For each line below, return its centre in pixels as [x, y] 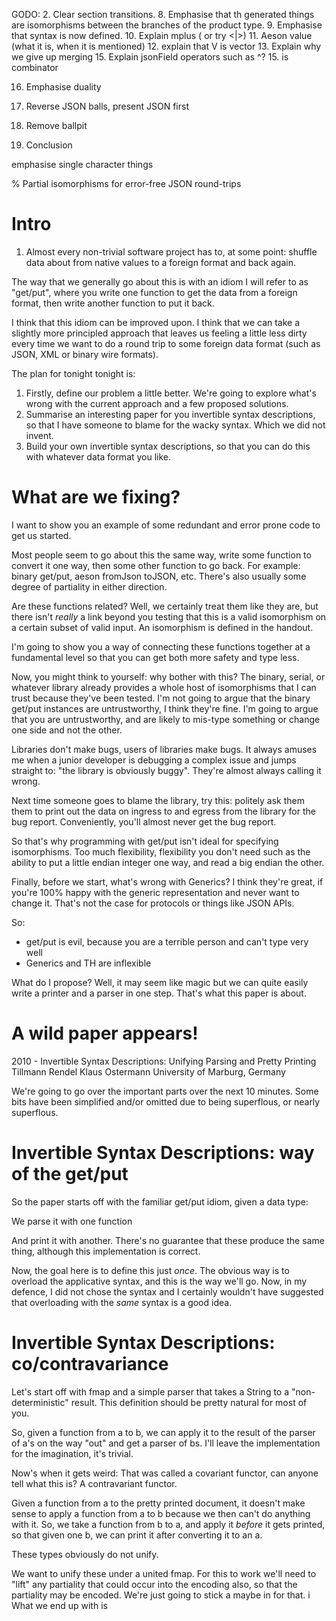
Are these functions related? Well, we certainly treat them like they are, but [165, 606]
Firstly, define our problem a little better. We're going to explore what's [171, 393]
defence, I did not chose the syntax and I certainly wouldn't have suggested [167, 1291]
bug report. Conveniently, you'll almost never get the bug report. [144, 821]
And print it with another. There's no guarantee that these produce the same [168, 1240]
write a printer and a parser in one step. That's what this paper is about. [159, 993]
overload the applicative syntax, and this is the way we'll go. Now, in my [159, 1281]
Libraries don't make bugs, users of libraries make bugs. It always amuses [164, 749]
